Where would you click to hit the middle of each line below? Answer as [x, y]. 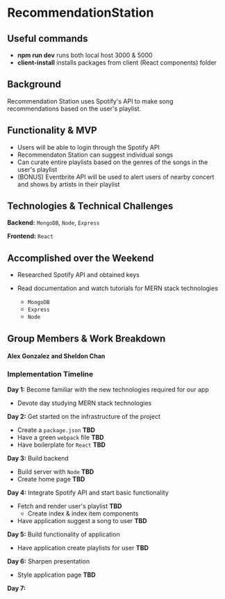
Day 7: [17, 588]
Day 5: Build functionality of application [64, 534]
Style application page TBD [56, 575]
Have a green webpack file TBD [60, 437]
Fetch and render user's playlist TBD [69, 506]
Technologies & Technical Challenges [90, 206]
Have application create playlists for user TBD [83, 548]
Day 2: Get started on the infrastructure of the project [84, 416]
